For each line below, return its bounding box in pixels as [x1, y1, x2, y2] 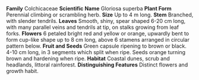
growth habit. [6, 68, 39, 74]
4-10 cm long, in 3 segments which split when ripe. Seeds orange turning [6, 49, 186, 55]
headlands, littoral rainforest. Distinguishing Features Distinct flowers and [6, 61, 188, 68]
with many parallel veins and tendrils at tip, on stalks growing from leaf [6, 24, 179, 31]
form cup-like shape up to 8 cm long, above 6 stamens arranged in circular [6, 36, 190, 43]
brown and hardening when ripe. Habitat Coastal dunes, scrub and [6, 55, 170, 62]
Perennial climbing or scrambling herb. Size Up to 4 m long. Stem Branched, [6, 11, 194, 18]
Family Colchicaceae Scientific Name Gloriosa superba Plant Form [6, 5, 172, 12]
